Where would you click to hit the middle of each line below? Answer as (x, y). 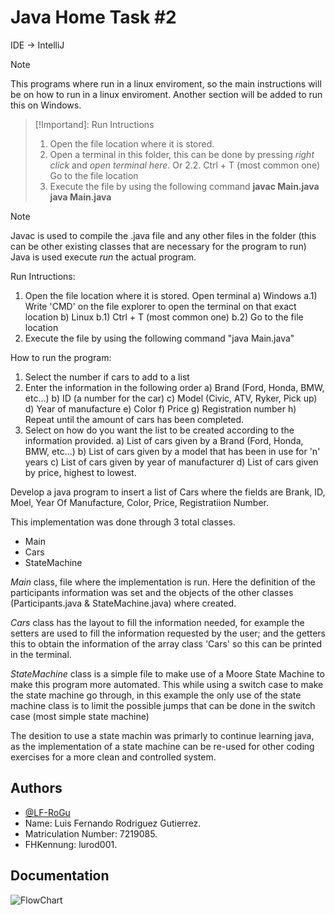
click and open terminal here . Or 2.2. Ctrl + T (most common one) (185, 165)
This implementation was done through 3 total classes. (123, 522)
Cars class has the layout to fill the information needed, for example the (157, 622)
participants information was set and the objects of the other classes (152, 592)
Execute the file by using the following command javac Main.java (184, 186)
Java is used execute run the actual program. (103, 257)
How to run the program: (61, 357)
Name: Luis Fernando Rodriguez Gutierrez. (113, 823)
